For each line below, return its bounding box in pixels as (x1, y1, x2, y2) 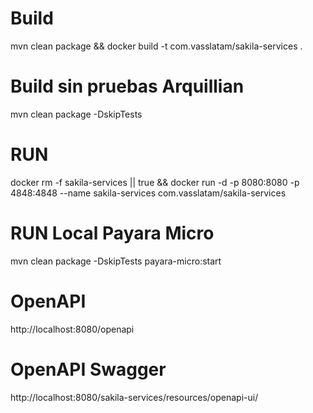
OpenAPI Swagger (10, 358, 167, 381)
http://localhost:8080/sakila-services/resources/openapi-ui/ (10, 391, 259, 403)
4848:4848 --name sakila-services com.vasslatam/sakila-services (10, 187, 287, 199)
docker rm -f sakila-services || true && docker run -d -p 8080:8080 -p (10, 176, 300, 188)
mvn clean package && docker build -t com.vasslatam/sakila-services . (10, 40, 303, 52)
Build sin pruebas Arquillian (10, 75, 245, 98)
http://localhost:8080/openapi (10, 323, 135, 335)
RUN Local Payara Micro (10, 222, 215, 244)
